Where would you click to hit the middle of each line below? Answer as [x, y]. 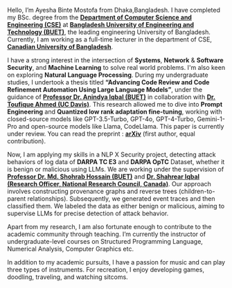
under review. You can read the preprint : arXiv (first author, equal [101, 134]
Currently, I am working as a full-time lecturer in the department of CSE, [110, 39]
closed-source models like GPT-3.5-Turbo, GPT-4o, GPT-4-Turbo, [101, 119]
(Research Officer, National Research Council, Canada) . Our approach [109, 184]
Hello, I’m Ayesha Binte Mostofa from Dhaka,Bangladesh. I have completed [114, 10]
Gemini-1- [211, 119]
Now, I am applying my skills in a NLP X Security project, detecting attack [111, 154]
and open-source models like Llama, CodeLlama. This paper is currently [121, 126]
